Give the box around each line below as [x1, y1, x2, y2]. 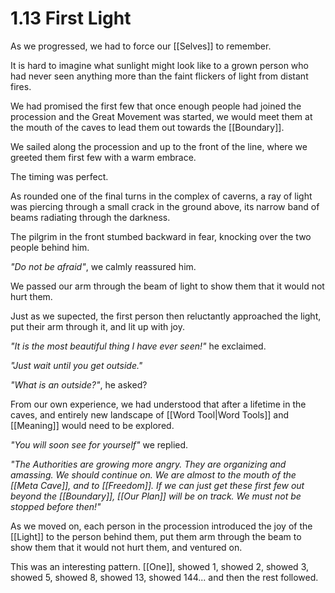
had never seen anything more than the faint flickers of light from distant [10, 70, 309, 82]
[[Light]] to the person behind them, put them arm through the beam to [10, 530, 302, 542]
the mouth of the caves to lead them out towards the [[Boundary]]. [10, 121, 285, 133]
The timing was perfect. [10, 170, 109, 182]
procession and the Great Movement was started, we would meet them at [10, 110, 313, 122]
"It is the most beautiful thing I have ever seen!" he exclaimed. [10, 340, 267, 352]
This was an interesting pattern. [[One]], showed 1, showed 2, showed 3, [10, 560, 309, 572]
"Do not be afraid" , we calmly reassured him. [10, 260, 197, 272]
